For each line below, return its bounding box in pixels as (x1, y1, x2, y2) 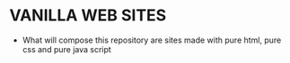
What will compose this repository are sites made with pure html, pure (22, 35, 282, 45)
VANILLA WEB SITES (9, 5, 167, 26)
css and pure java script (22, 43, 112, 54)
